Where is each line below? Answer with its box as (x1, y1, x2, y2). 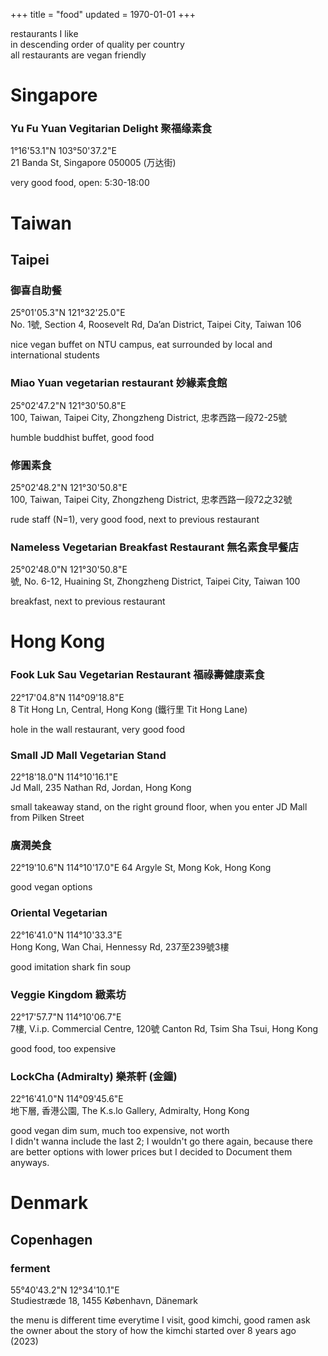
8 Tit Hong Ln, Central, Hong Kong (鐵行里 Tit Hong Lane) (10, 703, 248, 715)
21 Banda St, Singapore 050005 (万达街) (10, 157, 177, 169)
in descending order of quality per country (10, 39, 185, 50)
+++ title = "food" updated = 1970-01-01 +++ (10, 9, 196, 20)
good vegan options (10, 881, 93, 893)
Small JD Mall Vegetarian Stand (10, 748, 167, 762)
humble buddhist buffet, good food (10, 431, 155, 443)
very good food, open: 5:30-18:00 (10, 177, 150, 189)
